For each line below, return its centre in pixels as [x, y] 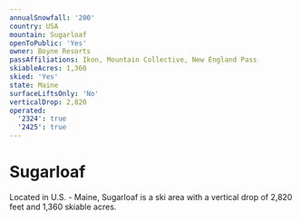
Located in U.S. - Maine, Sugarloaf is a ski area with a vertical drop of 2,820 [151, 197]
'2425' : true [42, 128]
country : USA [34, 26]
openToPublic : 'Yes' [49, 43]
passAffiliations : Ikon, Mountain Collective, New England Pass [133, 60]
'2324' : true [42, 119]
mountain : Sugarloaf [49, 34]
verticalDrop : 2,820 [49, 102]
